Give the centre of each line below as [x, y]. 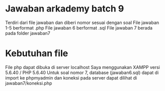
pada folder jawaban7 [28, 33]
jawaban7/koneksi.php [29, 83]
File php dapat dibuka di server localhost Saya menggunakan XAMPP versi [82, 67]
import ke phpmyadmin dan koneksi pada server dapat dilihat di [71, 77]
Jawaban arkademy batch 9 [65, 9]
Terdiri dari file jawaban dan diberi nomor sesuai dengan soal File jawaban [82, 22]
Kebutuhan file [37, 53]
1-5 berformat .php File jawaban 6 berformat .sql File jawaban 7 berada [79, 27]
